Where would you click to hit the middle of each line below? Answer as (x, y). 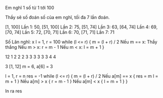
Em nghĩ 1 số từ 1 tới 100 (30, 8)
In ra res (14, 91)
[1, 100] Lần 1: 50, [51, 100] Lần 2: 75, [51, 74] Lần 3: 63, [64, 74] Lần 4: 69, (81, 27)
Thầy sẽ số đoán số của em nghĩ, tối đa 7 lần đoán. (57, 17)
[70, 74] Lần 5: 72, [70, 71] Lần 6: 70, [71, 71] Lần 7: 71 (60, 32)
